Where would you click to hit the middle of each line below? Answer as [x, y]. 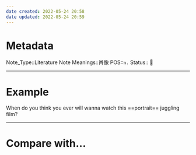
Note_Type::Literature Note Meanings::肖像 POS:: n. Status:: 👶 [80, 62]
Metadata [30, 46]
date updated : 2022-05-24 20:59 [45, 17]
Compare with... [46, 143]
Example [27, 92]
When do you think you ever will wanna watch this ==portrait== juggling [93, 108]
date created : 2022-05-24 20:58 [45, 11]
